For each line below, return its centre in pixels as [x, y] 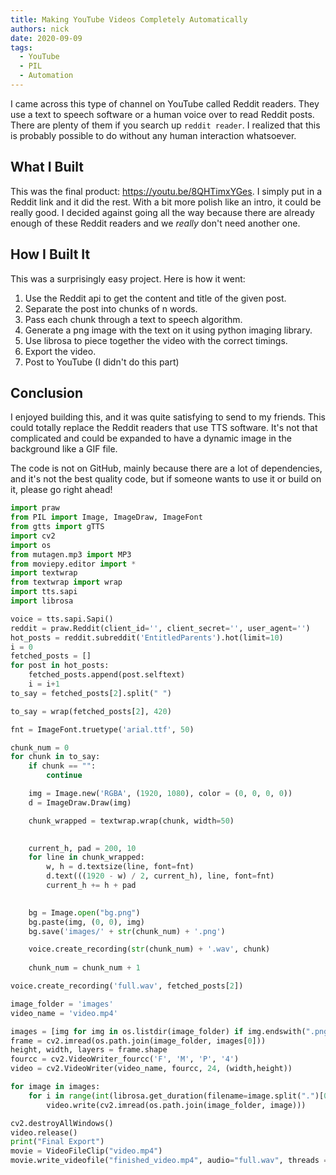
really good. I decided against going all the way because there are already [162, 212]
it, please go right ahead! [61, 490]
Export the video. [60, 351]
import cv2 [33, 536]
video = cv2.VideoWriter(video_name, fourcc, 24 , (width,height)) [151, 1069]
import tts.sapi [44, 592]
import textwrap [44, 573]
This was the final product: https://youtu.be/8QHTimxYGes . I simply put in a [166, 191]
